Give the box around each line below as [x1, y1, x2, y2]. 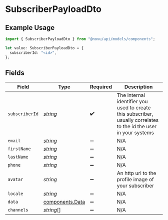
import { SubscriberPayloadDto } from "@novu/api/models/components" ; [5, 36, 155, 41]
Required [89, 83, 112, 90]
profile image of [116, 176, 154, 183]
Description [124, 83, 153, 90]
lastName [7, 154, 28, 160]
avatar [7, 177, 23, 183]
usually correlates [116, 117, 159, 124]
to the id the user [116, 123, 157, 130]
